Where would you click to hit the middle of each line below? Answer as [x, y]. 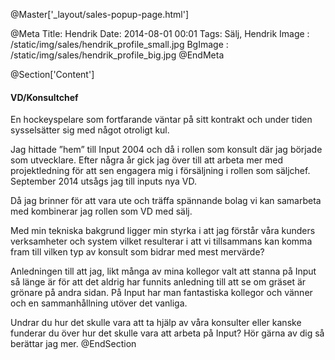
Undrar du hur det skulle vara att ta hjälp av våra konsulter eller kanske [156, 323]
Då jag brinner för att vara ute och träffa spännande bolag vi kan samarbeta [166, 201]
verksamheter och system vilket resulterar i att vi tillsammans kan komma [161, 241]
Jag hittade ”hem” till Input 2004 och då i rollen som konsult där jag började [166, 150]
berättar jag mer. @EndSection [73, 344]
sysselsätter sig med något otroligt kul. [90, 130]
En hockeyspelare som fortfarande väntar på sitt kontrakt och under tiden [161, 120]
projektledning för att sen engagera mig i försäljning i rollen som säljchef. [160, 171]
